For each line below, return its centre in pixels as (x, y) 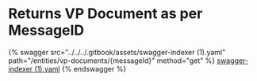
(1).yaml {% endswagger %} (81, 68)
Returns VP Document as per (105, 14)
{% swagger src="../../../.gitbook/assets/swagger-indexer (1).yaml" (117, 52)
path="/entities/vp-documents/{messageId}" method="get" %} (112, 61)
